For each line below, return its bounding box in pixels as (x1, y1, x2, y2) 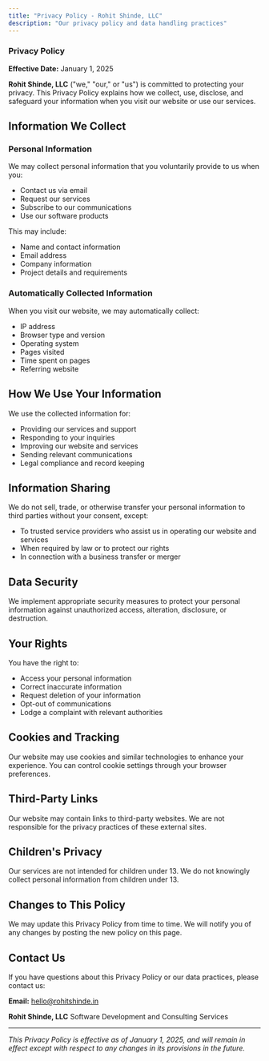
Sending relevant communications (19, 449, 133, 459)
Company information (19, 259, 92, 269)
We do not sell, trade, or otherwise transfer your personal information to (8, 502, 246, 512)
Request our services (19, 194, 90, 204)
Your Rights (8, 637, 68, 650)
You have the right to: (8, 658, 79, 668)
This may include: (8, 227, 66, 236)
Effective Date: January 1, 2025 (8, 63, 114, 73)
